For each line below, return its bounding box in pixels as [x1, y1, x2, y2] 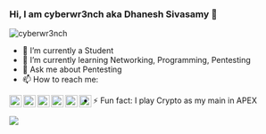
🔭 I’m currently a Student [21, 45, 114, 56]
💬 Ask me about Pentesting [21, 64, 122, 75]
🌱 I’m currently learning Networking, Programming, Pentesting [21, 55, 252, 66]
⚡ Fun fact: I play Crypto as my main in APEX [93, 95, 257, 106]
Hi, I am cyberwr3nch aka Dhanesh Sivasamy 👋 [9, 8, 218, 20]
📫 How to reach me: [21, 75, 99, 85]
